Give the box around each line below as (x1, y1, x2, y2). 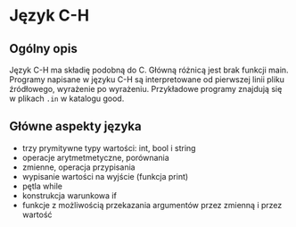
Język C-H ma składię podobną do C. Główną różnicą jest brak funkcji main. (9, 64, 289, 75)
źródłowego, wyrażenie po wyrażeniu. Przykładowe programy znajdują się (9, 84, 283, 94)
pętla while (21, 181, 62, 191)
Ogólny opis (9, 41, 78, 56)
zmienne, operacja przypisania (21, 162, 136, 172)
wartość (21, 209, 53, 220)
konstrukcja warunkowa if (21, 189, 118, 201)
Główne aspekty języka (9, 119, 142, 134)
